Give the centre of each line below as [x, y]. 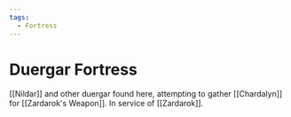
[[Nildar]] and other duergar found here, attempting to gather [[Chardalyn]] [146, 94]
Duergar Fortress [73, 70]
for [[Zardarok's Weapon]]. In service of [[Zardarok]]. [106, 104]
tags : [19, 17]
